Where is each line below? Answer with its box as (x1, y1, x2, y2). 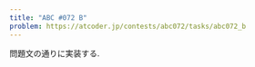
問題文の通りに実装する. (9, 47, 100, 59)
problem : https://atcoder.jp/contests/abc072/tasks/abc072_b (9, 22, 247, 31)
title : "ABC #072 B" (9, 13, 88, 23)
